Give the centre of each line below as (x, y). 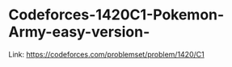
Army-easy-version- (79, 32)
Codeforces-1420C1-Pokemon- (116, 15)
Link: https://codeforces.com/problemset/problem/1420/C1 (106, 54)
